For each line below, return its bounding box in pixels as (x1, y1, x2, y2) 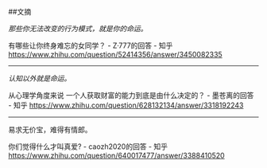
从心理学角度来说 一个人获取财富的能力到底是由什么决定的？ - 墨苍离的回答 (8, 91, 254, 100)
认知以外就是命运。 (8, 74, 72, 83)
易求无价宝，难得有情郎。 (8, 125, 92, 134)
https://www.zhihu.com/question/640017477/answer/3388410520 (8, 150, 225, 160)
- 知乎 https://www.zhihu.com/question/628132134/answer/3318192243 (8, 100, 244, 110)
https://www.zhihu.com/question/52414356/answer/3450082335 (8, 50, 222, 59)
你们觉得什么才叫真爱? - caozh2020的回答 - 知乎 (8, 142, 168, 151)
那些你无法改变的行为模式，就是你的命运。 (8, 24, 148, 33)
